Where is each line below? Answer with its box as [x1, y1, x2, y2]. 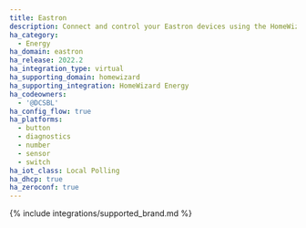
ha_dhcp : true [9, 174, 64, 183]
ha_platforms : [9, 115, 64, 124]
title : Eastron [9, 13, 67, 23]
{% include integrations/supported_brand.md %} [9, 208, 193, 219]
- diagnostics [17, 132, 71, 141]
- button [17, 124, 51, 133]
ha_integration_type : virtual [9, 65, 125, 74]
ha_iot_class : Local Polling [9, 166, 120, 175]
